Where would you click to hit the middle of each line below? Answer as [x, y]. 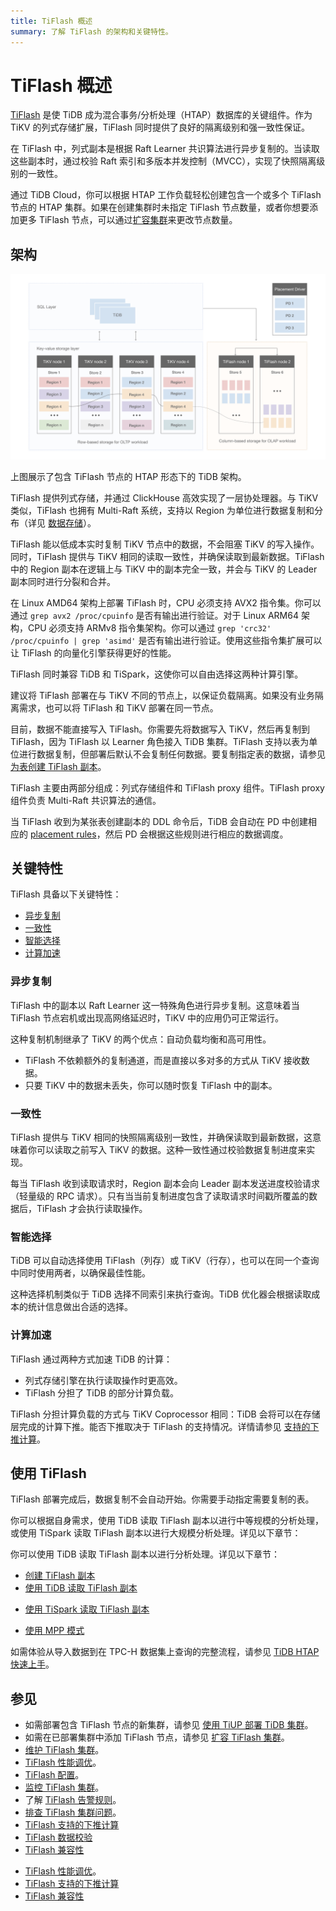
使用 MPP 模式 [54, 1631]
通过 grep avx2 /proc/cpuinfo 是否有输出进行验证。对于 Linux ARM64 [154, 615]
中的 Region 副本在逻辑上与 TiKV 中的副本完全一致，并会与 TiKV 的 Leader [164, 569]
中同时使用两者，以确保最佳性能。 [80, 1273]
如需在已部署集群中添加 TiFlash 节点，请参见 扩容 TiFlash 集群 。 [157, 1737]
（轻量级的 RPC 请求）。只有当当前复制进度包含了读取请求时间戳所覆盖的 [160, 1196]
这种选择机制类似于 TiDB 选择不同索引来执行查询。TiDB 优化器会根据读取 [161, 1294]
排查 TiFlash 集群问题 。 [73, 1812]
